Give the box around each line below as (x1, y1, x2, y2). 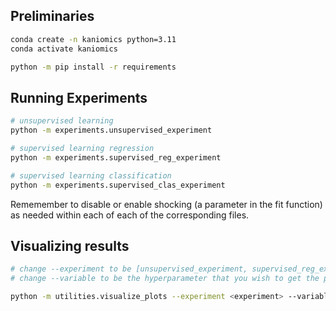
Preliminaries (10, 8, 95, 25)
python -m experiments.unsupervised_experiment (10, 125, 213, 136)
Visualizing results (10, 237, 130, 254)
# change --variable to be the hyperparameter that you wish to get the (10, 274, 320, 284)
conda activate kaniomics (10, 44, 118, 54)
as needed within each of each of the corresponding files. (10, 209, 250, 221)
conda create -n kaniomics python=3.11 (10, 34, 177, 44)
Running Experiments (10, 89, 148, 106)
